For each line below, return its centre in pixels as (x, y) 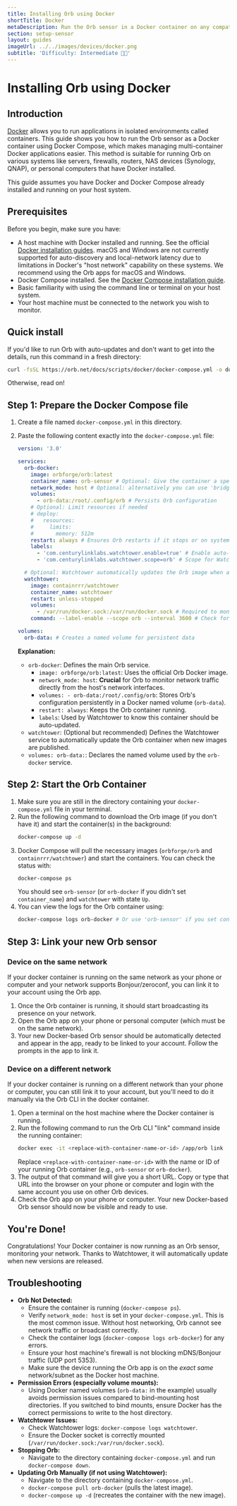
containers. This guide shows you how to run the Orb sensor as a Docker (114, 138)
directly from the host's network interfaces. (102, 687)
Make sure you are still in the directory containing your (97, 801)
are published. (49, 747)
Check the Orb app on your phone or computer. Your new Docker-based (123, 1199)
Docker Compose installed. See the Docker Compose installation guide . (121, 280)
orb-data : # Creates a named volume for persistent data (110, 638)
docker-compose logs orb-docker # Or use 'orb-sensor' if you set (117, 920)
